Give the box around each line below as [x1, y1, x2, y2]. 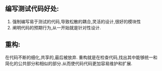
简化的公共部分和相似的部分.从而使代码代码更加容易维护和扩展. [5, 60, 133, 66]
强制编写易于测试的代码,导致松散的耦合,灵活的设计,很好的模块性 [12, 19, 141, 24]
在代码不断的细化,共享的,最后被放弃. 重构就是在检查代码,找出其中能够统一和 [5, 54, 158, 60]
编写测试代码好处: [5, 4, 59, 13]
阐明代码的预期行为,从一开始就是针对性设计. [12, 24, 101, 30]
